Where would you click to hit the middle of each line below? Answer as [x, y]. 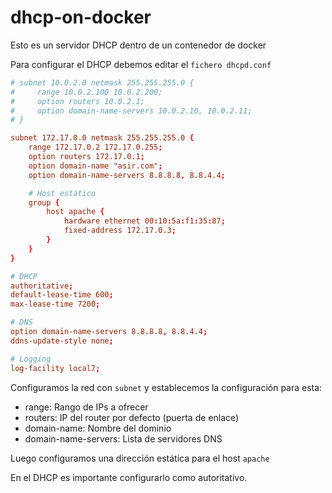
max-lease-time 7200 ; [55, 304]
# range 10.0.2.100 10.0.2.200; [86, 92]
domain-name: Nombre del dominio [98, 428]
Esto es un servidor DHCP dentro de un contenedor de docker [138, 45]
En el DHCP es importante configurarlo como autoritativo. [129, 477]
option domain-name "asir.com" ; [95, 166]
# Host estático [62, 193]
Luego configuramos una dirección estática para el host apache [140, 458]
